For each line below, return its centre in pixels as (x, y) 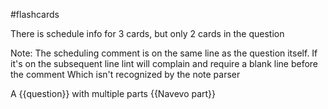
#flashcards (35, 14)
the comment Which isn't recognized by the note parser (125, 74)
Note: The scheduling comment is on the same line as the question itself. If (164, 53)
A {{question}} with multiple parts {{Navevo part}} (113, 93)
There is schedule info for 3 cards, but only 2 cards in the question (147, 33)
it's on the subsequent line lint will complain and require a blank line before (164, 63)
